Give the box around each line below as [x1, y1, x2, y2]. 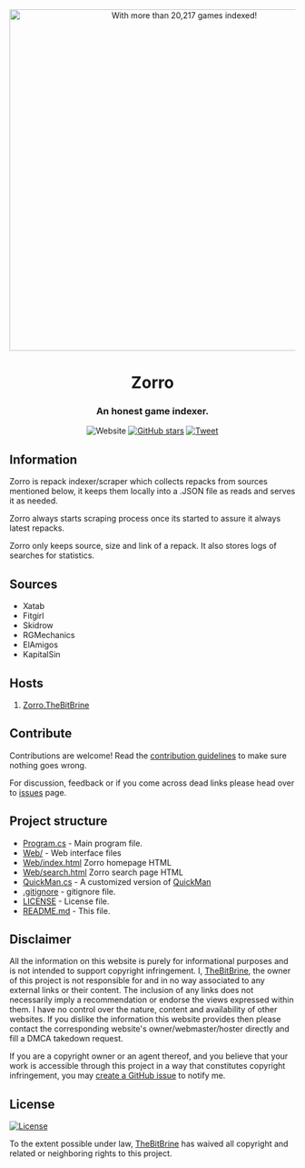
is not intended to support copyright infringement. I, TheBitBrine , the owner [9, 965, 291, 977]
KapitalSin [22, 649, 61, 660]
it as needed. [9, 495, 59, 506]
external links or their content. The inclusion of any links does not [9, 985, 254, 996]
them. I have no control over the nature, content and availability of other [9, 1004, 278, 1015]
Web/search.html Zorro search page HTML [22, 867, 184, 878]
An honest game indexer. [95, 405, 210, 418]
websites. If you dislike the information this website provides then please [9, 1014, 281, 1025]
